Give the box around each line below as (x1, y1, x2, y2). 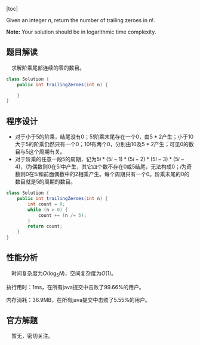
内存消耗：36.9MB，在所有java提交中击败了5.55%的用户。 (6, 296, 151, 303)
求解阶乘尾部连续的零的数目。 (11, 64, 85, 71)
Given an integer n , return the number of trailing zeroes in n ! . (6, 17, 155, 23)
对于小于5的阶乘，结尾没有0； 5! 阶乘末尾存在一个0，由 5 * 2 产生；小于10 (14, 133, 194, 140)
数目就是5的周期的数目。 (14, 178, 76, 185)
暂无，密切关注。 (11, 332, 54, 340)
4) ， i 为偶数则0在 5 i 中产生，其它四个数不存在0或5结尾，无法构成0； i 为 (14, 163, 187, 170)
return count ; (27, 223, 63, 229)
